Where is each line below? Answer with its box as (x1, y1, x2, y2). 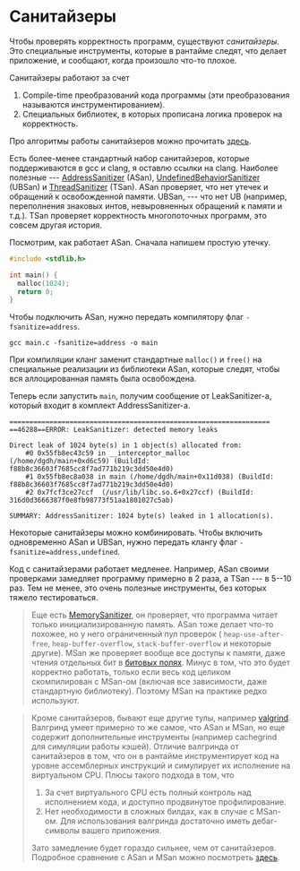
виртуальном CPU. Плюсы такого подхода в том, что (30, 770, 235, 780)
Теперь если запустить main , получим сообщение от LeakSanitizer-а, (9, 391, 272, 401)
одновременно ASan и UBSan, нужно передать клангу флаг (9, 537, 237, 548)
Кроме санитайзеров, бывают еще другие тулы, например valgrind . (30, 712, 291, 723)
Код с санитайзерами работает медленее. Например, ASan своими (9, 564, 270, 574)
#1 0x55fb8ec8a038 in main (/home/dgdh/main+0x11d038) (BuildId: (25, 472, 275, 481)
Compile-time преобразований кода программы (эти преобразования (21, 90, 290, 100)
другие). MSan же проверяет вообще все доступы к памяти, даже (30, 648, 286, 659)
